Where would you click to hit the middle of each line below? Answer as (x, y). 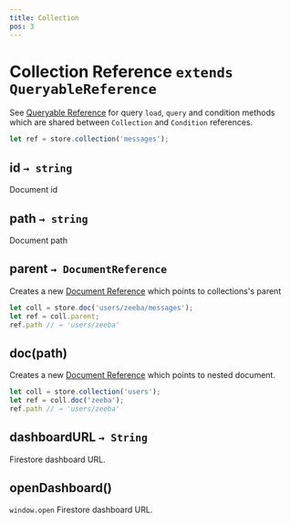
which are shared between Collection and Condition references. (131, 122)
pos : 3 (22, 26)
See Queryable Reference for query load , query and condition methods (142, 113)
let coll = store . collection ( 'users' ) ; (85, 392)
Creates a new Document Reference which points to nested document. (143, 375)
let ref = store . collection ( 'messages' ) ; (89, 139)
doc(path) (39, 353)
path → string (49, 219)
